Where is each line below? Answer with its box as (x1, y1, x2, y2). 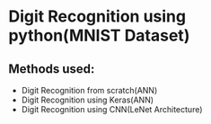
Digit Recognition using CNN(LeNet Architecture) (21, 104, 203, 114)
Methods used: (8, 61, 95, 76)
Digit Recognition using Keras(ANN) (21, 94, 154, 105)
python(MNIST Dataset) (8, 25, 190, 46)
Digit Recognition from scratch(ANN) (21, 85, 158, 95)
